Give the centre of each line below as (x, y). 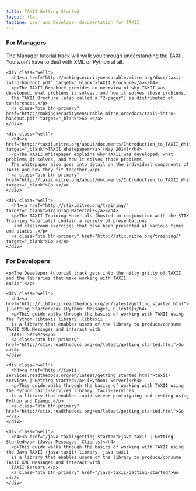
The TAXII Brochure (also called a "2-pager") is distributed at (92, 98)
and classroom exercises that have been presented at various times (99, 226)
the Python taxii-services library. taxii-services (70, 390)
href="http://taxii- (55, 370)
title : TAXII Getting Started (43, 11)
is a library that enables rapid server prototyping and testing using (100, 396)
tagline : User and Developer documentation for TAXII (73, 22)
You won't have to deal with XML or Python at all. (65, 61)
